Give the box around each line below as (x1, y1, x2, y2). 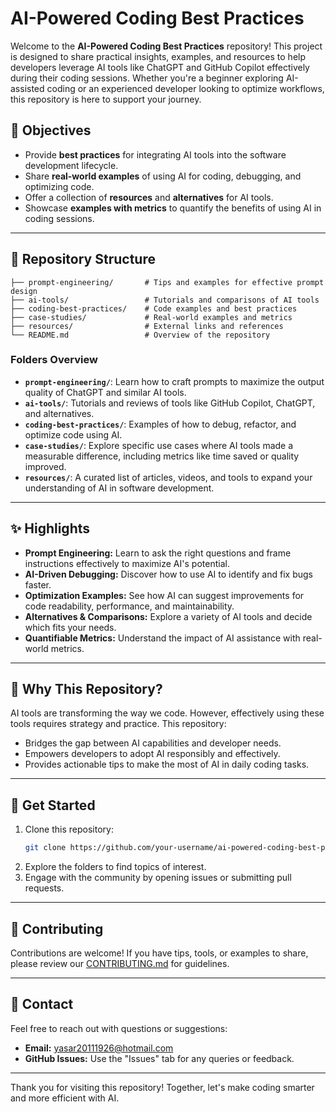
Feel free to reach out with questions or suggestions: (10, 1022, 228, 1034)
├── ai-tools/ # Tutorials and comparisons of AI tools (10, 295, 320, 305)
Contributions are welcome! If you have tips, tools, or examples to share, (10, 947, 309, 959)
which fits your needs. (24, 621, 117, 633)
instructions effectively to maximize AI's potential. (24, 557, 230, 569)
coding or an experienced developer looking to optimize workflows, (46, 82, 325, 94)
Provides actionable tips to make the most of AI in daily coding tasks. (24, 758, 310, 771)
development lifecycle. (24, 159, 119, 171)
